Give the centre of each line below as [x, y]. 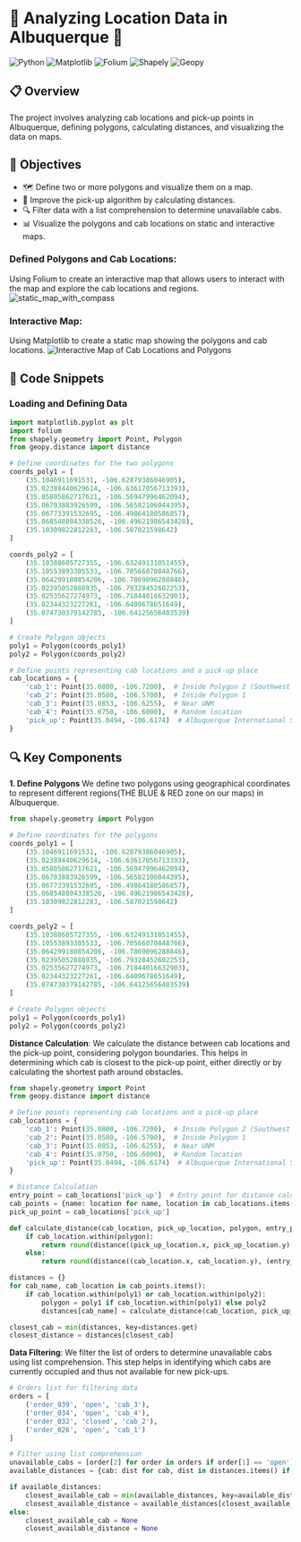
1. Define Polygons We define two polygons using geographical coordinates [150, 784]
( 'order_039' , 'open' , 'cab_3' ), [88, 1405]
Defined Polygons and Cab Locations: [93, 259]
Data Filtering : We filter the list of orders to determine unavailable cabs [141, 1353]
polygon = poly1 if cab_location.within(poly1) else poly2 [154, 1303]
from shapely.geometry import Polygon [82, 819]
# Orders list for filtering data [74, 1388]
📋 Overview [45, 92]
